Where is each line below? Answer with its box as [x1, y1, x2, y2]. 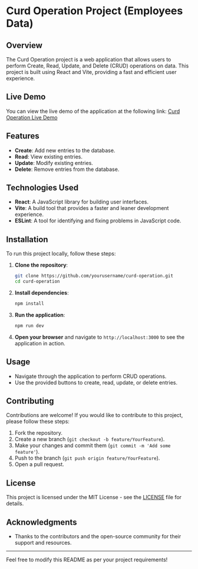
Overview [6, 40, 43, 50]
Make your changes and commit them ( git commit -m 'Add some [14, 442, 171, 449]
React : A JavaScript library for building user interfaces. [14, 198, 149, 205]
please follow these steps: [6, 418, 70, 425]
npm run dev [14, 322, 44, 329]
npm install [14, 300, 44, 306]
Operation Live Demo [6, 114, 58, 121]
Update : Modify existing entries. [14, 159, 93, 166]
